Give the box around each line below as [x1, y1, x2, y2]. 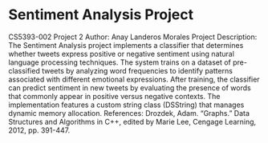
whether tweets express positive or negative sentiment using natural [8, 49, 235, 58]
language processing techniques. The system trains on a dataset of [8, 58, 231, 67]
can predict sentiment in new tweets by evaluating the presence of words [8, 82, 251, 93]
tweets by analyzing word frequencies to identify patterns [41, 66, 233, 75]
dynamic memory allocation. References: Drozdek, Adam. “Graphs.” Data [8, 108, 250, 117]
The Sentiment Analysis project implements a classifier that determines [8, 40, 244, 50]
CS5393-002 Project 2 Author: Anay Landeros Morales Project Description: [8, 32, 258, 42]
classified [8, 66, 40, 75]
